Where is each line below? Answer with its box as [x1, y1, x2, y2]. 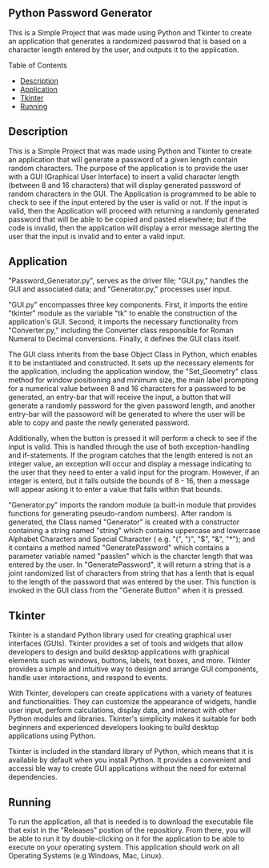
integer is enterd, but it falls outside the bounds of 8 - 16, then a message [8, 476, 250, 486]
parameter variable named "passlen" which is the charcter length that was [8, 552, 254, 561]
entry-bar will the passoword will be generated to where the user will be [8, 410, 246, 419]
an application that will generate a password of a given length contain [8, 154, 238, 164]
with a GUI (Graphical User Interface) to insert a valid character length [8, 172, 239, 181]
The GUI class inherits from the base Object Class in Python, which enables [8, 349, 258, 360]
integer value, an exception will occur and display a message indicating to [8, 459, 252, 469]
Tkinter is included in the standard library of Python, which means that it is [8, 747, 254, 756]
